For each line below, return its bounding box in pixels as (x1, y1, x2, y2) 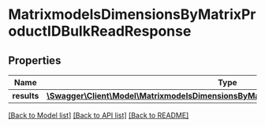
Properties (8, 54, 62, 67)
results (12, 91, 39, 101)
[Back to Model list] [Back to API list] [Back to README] (8, 110, 189, 120)
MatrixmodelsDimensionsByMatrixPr (8, 6, 256, 24)
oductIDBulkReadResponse (8, 22, 192, 40)
